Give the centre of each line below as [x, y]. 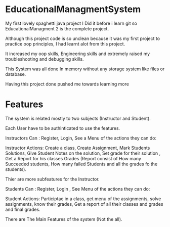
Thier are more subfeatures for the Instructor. [52, 179]
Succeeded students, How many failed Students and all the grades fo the [81, 164]
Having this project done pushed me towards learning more [67, 84]
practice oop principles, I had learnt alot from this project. [65, 43]
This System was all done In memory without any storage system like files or [85, 69]
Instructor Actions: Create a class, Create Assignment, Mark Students [78, 148]
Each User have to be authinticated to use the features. [63, 128]
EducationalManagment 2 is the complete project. [57, 28]
